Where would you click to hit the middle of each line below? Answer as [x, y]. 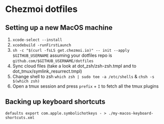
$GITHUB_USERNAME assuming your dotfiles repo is [62, 55]
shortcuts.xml [20, 118]
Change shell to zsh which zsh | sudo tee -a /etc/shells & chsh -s [83, 76]
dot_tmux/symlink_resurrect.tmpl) [47, 71]
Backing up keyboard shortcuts [55, 102]
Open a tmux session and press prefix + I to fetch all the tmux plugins [86, 86]
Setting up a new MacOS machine [59, 28]
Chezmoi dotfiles [41, 9]
